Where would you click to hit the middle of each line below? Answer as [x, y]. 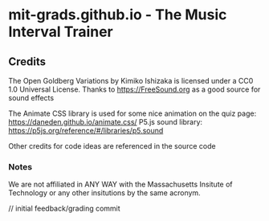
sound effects [31, 98]
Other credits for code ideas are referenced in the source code [112, 146]
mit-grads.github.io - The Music [118, 15]
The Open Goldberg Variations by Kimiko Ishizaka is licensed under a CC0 [131, 81]
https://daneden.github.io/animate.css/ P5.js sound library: [106, 122]
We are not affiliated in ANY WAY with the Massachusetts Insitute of [120, 184]
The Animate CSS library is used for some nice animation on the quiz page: [132, 113]
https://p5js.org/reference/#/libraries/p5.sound [86, 131]
